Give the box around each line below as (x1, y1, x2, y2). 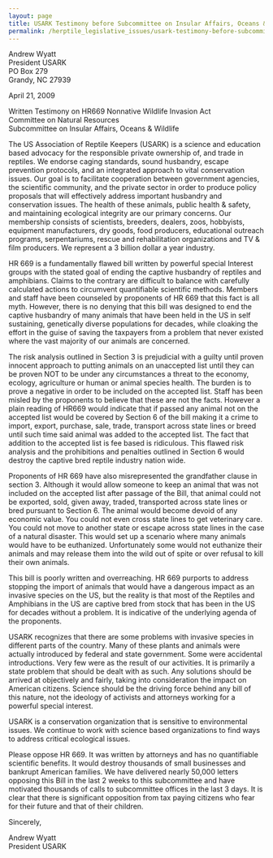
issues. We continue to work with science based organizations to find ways (8, 726, 261, 735)
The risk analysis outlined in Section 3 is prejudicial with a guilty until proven (8, 352, 264, 362)
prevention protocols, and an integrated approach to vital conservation (8, 166, 245, 175)
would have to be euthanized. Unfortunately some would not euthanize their (8, 541, 262, 550)
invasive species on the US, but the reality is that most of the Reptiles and (8, 590, 255, 601)
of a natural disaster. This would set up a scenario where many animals (8, 532, 246, 541)
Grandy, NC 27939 (8, 75, 71, 85)
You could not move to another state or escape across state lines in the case (8, 523, 265, 532)
